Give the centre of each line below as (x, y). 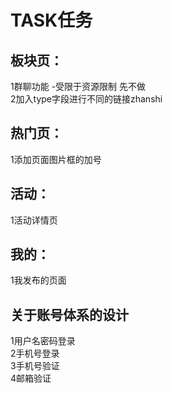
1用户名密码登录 (43, 341)
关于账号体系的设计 (69, 314)
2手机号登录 (35, 353)
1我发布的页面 (38, 280)
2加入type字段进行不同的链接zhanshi (86, 99)
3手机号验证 (35, 366)
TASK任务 (51, 20)
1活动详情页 (34, 220)
